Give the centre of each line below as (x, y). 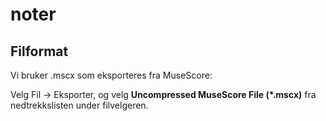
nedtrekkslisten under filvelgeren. (79, 105)
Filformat (39, 51)
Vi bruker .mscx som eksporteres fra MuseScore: (111, 75)
